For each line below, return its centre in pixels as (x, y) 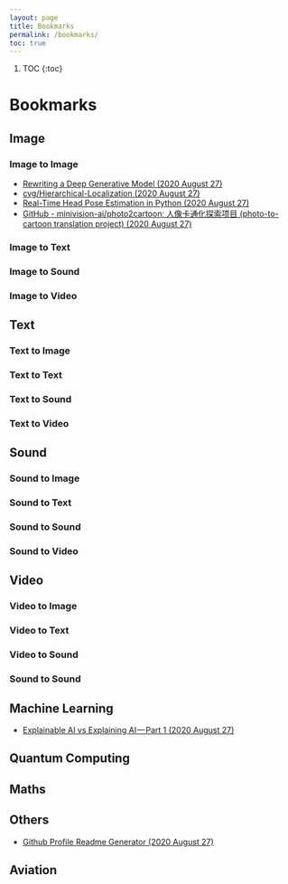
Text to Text (36, 375)
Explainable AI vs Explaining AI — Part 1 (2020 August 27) (128, 729)
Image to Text (40, 248)
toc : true (28, 43)
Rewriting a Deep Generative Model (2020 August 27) (122, 184)
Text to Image (40, 351)
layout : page (34, 18)
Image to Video (43, 296)
